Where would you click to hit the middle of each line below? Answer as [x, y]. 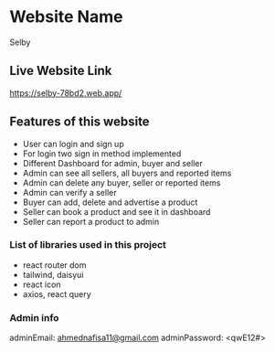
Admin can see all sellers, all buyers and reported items [127, 173]
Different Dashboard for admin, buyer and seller [112, 163]
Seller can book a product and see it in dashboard [116, 211]
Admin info [34, 317]
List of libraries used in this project [88, 245]
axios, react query [57, 293]
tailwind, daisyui [53, 274]
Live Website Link [61, 71]
